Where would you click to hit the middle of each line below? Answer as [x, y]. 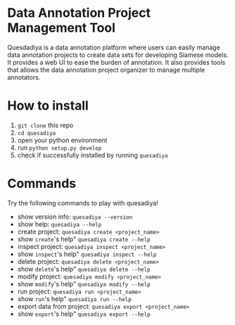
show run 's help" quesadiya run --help [74, 299]
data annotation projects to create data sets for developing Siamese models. [118, 55]
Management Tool [62, 28]
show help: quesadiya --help [59, 224]
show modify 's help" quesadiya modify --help [84, 283]
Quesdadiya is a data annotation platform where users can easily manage [114, 47]
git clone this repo [45, 125]
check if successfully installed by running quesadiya [93, 155]
